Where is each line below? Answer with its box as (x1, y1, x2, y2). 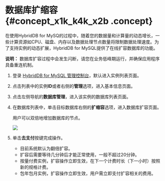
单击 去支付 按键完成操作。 (12, 135, 65, 141)
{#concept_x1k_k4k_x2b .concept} (5, 15, 153, 27)
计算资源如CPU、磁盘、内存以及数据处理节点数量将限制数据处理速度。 (9, 38, 155, 45)
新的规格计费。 (19, 164, 51, 170)
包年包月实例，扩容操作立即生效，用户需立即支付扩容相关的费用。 (19, 170, 156, 176)
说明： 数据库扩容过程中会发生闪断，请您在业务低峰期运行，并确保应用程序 (5, 55, 160, 61)
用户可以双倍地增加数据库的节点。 (12, 115, 83, 121)
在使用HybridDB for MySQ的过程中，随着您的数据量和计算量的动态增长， (5, 32, 156, 38)
